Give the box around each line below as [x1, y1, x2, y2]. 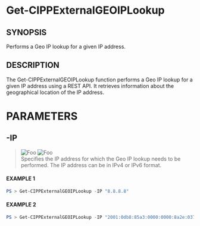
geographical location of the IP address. [6, 89, 104, 96]
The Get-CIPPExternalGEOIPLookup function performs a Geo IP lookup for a [6, 76, 193, 83]
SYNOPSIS [6, 27, 47, 37]
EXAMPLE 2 [6, 201, 36, 208]
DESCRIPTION [6, 60, 60, 70]
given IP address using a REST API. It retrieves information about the [6, 82, 174, 89]
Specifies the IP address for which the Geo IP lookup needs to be [20, 155, 181, 162]
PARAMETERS [6, 109, 78, 123]
